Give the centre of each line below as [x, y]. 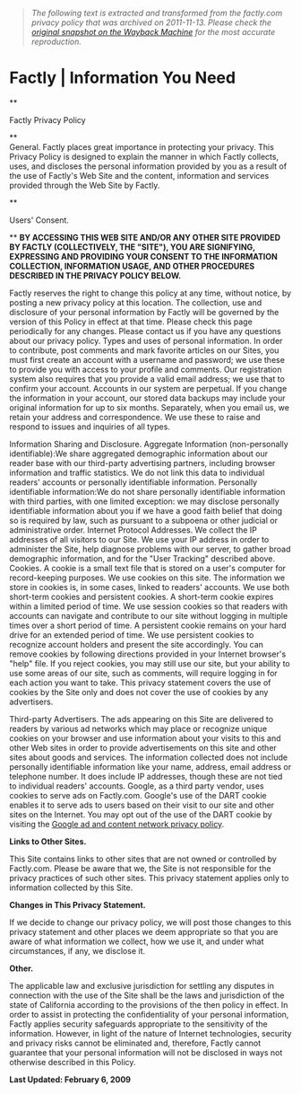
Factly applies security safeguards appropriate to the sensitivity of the [139, 1024]
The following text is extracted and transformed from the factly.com [157, 13]
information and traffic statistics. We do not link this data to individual [137, 472]
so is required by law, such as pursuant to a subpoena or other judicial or [143, 520]
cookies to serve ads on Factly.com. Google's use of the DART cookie [138, 795]
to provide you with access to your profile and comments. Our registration [146, 369]
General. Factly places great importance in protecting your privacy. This [142, 146]
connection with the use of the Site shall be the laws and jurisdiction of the [147, 995]
